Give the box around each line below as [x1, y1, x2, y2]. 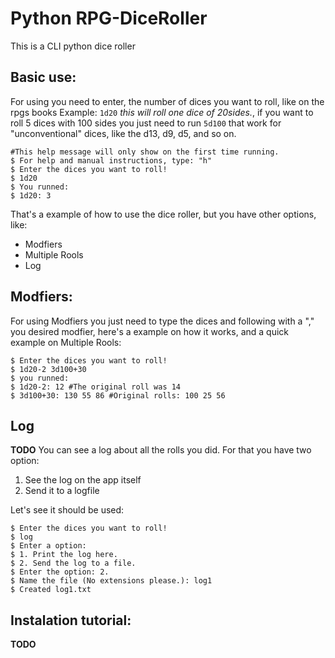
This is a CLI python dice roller [10, 40, 136, 52]
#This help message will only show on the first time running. [10, 147, 280, 157]
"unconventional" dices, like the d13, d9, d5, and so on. [10, 127, 237, 139]
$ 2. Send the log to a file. [10, 558, 137, 569]
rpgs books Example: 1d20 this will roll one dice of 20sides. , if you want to [10, 106, 314, 118]
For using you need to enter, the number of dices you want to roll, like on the [10, 95, 325, 107]
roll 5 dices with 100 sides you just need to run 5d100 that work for [10, 117, 282, 129]
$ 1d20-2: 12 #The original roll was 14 [10, 382, 182, 392]
